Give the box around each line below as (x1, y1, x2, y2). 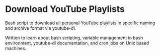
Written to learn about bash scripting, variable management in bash (5, 35, 143, 41)
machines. (5, 45, 26, 51)
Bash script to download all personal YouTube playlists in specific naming (5, 20, 156, 26)
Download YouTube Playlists (5, 3, 125, 15)
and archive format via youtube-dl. (5, 25, 76, 31)
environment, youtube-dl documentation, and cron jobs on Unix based (5, 40, 149, 46)
